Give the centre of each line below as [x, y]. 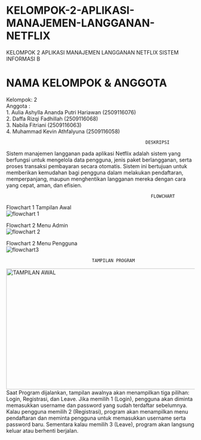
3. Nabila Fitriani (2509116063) [44, 125]
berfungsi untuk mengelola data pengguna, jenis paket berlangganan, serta [99, 160]
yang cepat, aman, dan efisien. [44, 185]
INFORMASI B [23, 59]
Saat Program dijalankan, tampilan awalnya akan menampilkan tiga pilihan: [98, 392]
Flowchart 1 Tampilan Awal [39, 207]
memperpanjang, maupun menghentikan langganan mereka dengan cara [96, 179]
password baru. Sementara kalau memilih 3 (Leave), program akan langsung [100, 424]
